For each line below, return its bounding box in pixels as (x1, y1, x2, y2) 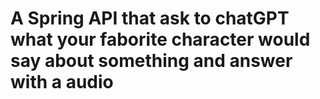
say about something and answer (10, 50, 293, 72)
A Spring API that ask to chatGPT (10, 7, 290, 30)
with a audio (10, 71, 114, 94)
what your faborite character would (10, 28, 311, 51)
